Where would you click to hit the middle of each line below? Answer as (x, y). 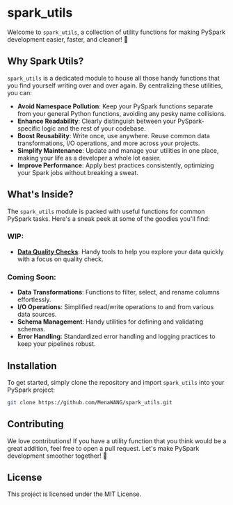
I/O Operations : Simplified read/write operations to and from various (115, 307)
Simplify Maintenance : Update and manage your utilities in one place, (118, 150)
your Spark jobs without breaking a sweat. (78, 172)
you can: (20, 92)
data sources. (37, 315)
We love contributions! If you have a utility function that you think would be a (117, 441)
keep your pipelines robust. (56, 344)
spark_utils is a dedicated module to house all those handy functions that (114, 78)
